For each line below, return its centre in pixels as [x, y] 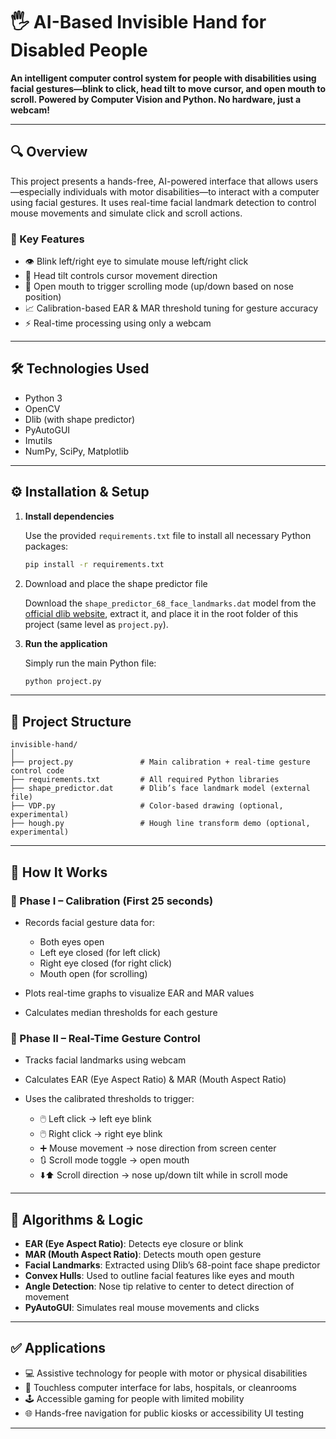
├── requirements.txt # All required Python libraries [145, 780]
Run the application [66, 643]
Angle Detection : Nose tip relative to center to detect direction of [159, 1286]
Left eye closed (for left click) [100, 952]
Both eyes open [72, 941]
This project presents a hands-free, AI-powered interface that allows [151, 181]
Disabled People [79, 50]
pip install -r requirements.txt [94, 564]
